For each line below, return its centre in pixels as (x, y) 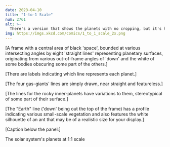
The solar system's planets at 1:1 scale (45, 139)
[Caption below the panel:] (33, 129)
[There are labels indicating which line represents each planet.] (71, 74)
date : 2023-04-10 (24, 10)
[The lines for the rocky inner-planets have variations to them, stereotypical (84, 94)
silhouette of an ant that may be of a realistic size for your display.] (75, 119)
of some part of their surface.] (37, 99)
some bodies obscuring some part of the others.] (56, 64)
